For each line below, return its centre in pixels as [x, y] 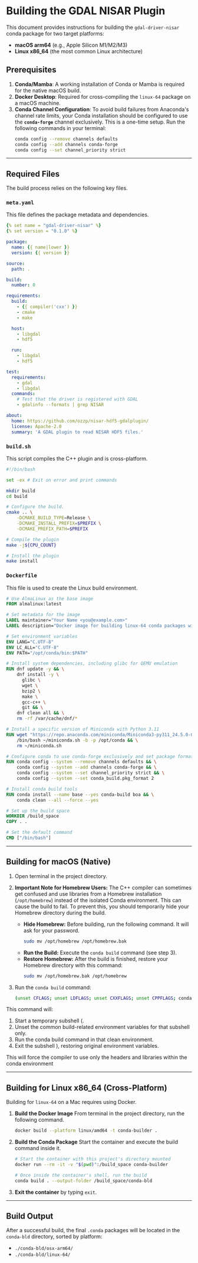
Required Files [33, 174]
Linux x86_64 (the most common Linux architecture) [79, 51]
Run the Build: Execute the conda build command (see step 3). [100, 953]
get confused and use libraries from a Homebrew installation [88, 893]
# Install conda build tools [42, 789]
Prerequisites [31, 70]
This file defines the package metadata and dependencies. [77, 215]
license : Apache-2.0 [37, 426]
